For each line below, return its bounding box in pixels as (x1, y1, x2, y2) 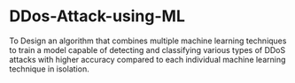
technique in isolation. (9, 64, 90, 74)
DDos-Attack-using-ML (9, 6, 186, 26)
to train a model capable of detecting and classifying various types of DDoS (9, 44, 286, 55)
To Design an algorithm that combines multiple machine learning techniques (9, 35, 287, 46)
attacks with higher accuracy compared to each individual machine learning (9, 54, 286, 64)
